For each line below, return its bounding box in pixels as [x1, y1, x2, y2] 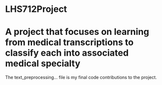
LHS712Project [5, 3, 67, 15]
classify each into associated [5, 47, 129, 59]
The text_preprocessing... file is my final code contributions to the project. [5, 75, 157, 81]
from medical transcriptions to [5, 37, 134, 48]
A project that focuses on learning [5, 26, 150, 38]
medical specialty [5, 58, 81, 69]
